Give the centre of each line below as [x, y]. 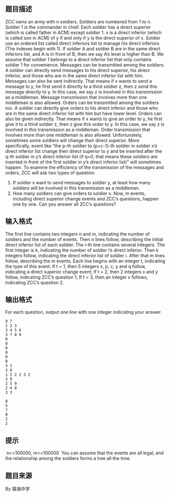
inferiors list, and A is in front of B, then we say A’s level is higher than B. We [84, 54]
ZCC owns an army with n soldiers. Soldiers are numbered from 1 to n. [78, 21]
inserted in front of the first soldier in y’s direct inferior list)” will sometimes [83, 162]
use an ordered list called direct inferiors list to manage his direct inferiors [82, 43]
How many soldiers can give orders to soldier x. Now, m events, [79, 193]
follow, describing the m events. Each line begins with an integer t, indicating [85, 261]
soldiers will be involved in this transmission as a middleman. [76, 188]
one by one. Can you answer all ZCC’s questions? [64, 204]
